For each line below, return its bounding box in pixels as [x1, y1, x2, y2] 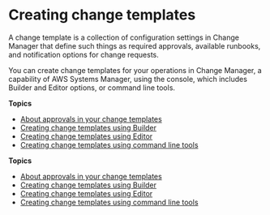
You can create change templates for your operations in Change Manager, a [8, 65, 262, 75]
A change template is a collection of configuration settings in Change [8, 32, 239, 42]
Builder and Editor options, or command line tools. [8, 83, 176, 92]
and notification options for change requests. [8, 49, 160, 59]
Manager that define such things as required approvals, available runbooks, [8, 41, 261, 50]
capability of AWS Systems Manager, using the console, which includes [8, 74, 247, 84]
